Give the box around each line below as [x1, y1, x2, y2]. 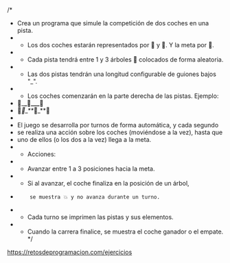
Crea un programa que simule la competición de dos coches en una [16, 19, 209, 27]
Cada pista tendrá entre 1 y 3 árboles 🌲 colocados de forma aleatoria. [27, 55, 224, 64]
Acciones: [27, 150, 56, 158]
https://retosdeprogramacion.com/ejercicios [7, 248, 133, 256]
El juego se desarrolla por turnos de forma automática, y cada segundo [16, 121, 219, 129]
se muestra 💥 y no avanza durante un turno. [30, 194, 160, 201]
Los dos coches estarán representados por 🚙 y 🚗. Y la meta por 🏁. [27, 41, 214, 49]
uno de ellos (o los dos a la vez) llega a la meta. [16, 136, 152, 143]
